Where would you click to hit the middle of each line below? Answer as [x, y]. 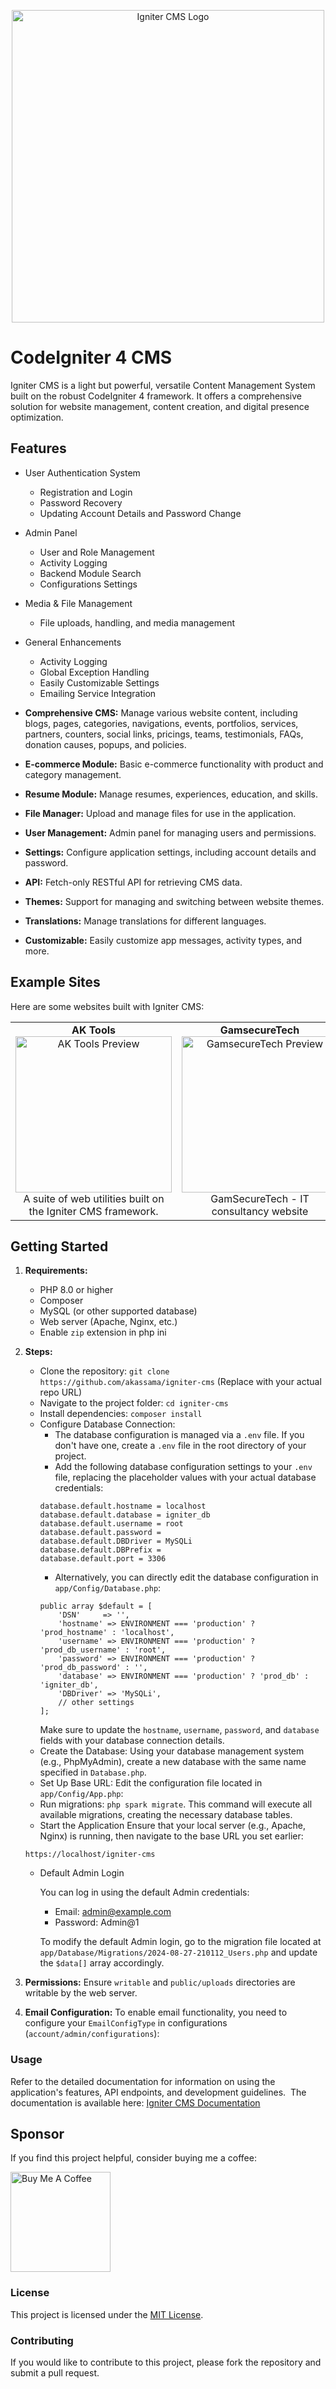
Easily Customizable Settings [99, 682]
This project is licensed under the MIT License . [107, 2314]
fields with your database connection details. [132, 1741]
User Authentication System [82, 472]
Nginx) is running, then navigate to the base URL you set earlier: [171, 1836]
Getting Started [59, 1246]
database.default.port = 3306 [103, 1559]
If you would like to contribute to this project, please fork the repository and [166, 2362]
